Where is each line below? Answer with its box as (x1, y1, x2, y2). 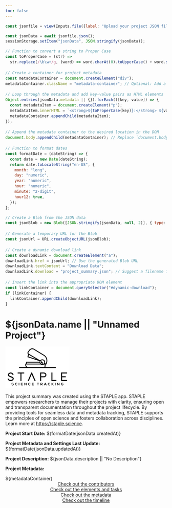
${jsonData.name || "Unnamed (5, 319, 140, 330)
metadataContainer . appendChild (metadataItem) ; (10, 113, 111, 119)
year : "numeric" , (14, 178, 52, 184)
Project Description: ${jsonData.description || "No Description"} (5, 456, 142, 462)
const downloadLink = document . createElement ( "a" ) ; (5, 253, 118, 258)
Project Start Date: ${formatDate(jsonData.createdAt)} (5, 430, 121, 437)
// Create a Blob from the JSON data (5, 215, 86, 220)
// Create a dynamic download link (5, 247, 81, 253)
